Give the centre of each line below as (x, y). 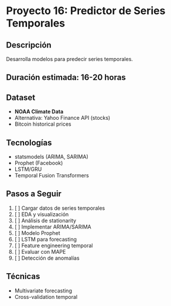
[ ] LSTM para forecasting (46, 239)
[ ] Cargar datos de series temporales (60, 208)
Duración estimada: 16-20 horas (66, 78)
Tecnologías (29, 142)
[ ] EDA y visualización (42, 214)
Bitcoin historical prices (43, 124)
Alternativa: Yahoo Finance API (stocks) (62, 118)
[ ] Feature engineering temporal (54, 246)
